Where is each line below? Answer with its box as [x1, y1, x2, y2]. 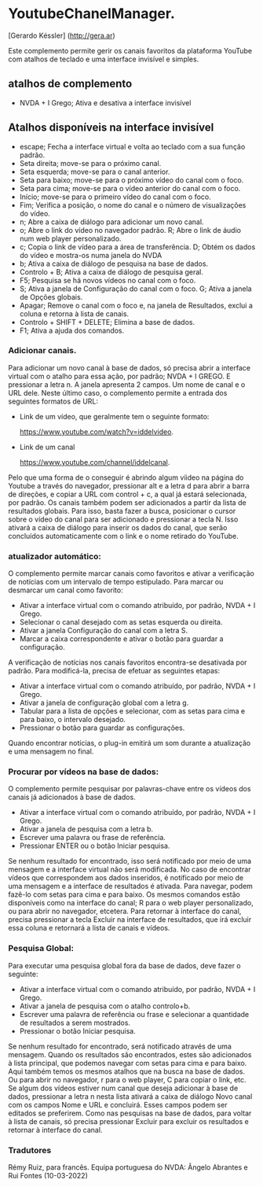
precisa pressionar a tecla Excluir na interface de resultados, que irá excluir [8, 915, 252, 924]
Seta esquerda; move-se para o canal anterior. [19, 167, 170, 176]
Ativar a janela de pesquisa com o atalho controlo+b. [19, 1001, 191, 1011]
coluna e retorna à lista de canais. [19, 308, 130, 319]
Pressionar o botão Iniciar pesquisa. [19, 1026, 136, 1035]
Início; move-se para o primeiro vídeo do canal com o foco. [19, 192, 211, 201]
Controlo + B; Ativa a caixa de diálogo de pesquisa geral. [19, 267, 204, 276]
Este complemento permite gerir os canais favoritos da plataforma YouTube [8, 46, 253, 55]
